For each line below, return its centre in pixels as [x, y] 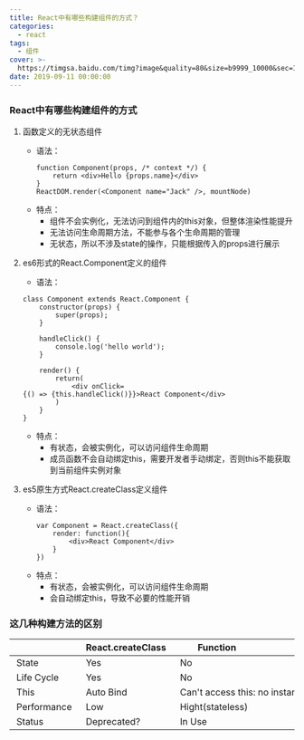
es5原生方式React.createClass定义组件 [95, 489]
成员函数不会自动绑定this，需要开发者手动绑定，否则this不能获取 [170, 459]
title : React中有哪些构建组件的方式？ [74, 18]
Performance [44, 707]
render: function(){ [91, 534]
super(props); [82, 315]
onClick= [108, 387]
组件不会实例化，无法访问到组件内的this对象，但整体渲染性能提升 [171, 221]
